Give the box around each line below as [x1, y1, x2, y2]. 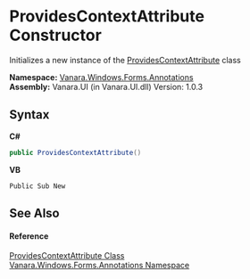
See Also [9, 206, 60, 221]
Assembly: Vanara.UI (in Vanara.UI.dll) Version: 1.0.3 [9, 81, 204, 92]
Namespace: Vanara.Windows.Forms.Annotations [9, 71, 194, 82]
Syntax [9, 107, 50, 122]
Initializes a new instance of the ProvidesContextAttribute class [9, 54, 241, 65]
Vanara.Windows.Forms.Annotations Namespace [9, 260, 190, 271]
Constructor [9, 25, 103, 45]
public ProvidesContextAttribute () [9, 148, 142, 157]
